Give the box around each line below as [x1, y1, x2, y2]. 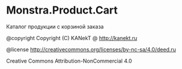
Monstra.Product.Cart [6, 4, 118, 17]
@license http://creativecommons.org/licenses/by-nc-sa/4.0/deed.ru [6, 45, 176, 53]
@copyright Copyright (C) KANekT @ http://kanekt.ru [6, 34, 137, 41]
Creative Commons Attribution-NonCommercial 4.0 [6, 57, 132, 64]
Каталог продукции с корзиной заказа [6, 23, 104, 30]
